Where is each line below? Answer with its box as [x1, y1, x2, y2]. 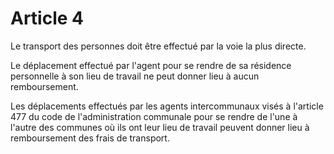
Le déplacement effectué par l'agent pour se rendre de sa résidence [10, 59, 292, 71]
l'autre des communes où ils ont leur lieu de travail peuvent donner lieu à [10, 121, 310, 133]
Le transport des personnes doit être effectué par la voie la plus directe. [10, 40, 307, 52]
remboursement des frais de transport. [10, 132, 170, 144]
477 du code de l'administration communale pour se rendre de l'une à [10, 110, 298, 122]
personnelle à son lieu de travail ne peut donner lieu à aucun [10, 70, 260, 82]
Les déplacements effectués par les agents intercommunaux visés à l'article [10, 100, 324, 112]
